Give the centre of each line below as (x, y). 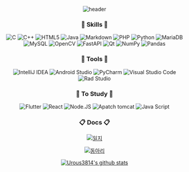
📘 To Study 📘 (94, 94)
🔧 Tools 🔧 (94, 59)
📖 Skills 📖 (94, 24)
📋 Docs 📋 (94, 122)
